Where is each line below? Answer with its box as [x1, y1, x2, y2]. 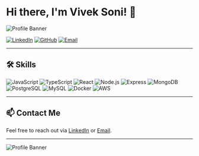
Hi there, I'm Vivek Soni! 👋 [6, 5, 136, 19]
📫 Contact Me [6, 108, 61, 118]
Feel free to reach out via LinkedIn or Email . [6, 126, 112, 134]
